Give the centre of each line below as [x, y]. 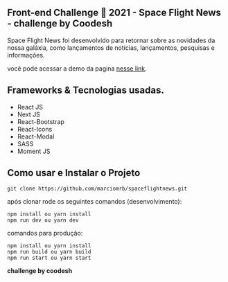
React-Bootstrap [41, 121]
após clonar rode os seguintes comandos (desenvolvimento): [95, 202]
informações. [26, 55]
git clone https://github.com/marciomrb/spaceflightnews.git [97, 189]
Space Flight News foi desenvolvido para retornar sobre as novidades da [111, 40]
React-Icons [35, 129]
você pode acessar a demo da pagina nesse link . [77, 68]
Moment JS [34, 151]
